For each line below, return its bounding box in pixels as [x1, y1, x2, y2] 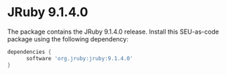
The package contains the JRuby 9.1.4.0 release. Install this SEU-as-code [7, 27, 220, 36]
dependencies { [7, 48, 52, 55]
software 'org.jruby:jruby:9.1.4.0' [25, 55, 133, 62]
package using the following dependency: [7, 34, 128, 43]
